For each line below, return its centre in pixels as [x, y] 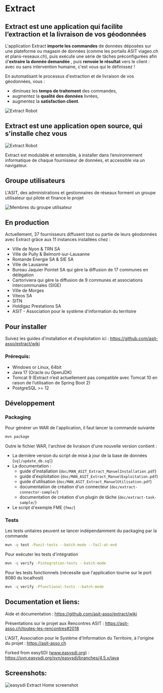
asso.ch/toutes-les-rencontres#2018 [42, 628]
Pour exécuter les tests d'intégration [42, 554]
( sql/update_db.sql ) [32, 461]
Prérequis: [18, 357]
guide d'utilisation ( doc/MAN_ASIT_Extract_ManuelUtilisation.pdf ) [86, 482]
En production [27, 223]
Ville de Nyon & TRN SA [36, 249]
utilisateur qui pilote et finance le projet [45, 198]
